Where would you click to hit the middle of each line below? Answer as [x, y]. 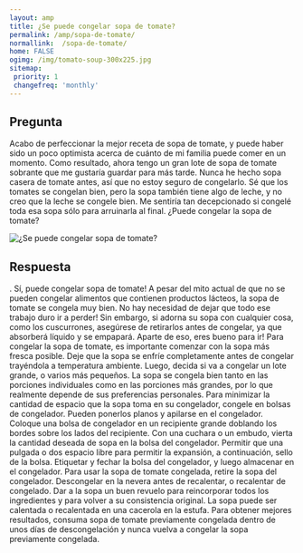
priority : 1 [36, 77]
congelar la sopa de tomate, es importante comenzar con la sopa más [139, 346]
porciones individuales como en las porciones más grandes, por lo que [141, 385]
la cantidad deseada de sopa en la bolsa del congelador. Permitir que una [146, 443]
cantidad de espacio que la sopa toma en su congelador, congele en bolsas [150, 404]
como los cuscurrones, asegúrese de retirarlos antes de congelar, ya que [146, 327]
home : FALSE [32, 52]
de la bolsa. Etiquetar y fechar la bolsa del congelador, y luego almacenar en [152, 462]
